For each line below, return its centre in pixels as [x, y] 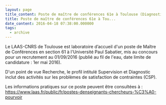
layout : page [19, 10]
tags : [11, 28]
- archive [20, 33]
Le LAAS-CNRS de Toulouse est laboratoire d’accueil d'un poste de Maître [81, 47]
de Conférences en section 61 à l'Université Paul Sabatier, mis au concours [82, 52]
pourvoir [14, 97]
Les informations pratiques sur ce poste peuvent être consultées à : [74, 87]
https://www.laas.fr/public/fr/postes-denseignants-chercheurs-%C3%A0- [81, 92]
